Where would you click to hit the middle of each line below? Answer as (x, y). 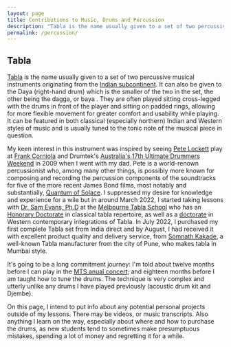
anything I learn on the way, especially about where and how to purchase (111, 322)
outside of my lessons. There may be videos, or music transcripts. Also (108, 314)
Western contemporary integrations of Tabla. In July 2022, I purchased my (113, 222)
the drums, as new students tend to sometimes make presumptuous (103, 329)
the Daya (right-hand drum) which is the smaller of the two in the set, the (110, 92)
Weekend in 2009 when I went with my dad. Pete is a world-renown (103, 164)
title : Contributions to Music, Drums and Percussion (86, 20)
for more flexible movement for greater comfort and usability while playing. (113, 113)
